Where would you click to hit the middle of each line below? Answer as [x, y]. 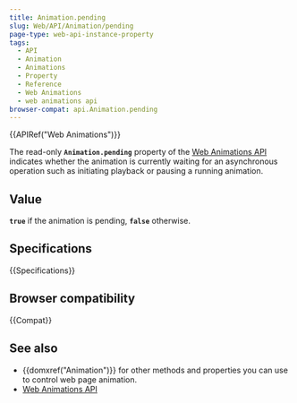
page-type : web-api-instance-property [81, 34]
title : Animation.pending [57, 17]
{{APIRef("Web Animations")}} [65, 134]
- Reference [40, 84]
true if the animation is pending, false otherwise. [100, 221]
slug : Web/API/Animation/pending [72, 26]
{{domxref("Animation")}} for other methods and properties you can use [155, 370]
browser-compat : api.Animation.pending [84, 109]
